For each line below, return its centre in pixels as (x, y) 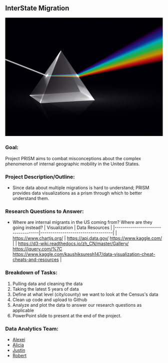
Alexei (19, 339)
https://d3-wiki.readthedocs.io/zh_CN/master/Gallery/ (73, 244)
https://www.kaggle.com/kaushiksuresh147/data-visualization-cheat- (84, 254)
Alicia (18, 345)
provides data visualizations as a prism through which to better (77, 193)
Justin (19, 350)
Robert (19, 355)
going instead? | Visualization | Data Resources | (62, 227)
